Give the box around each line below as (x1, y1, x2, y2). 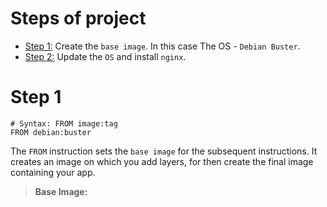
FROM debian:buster (10, 127, 92, 137)
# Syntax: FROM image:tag (10, 118, 118, 129)
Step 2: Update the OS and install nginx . (24, 50, 187, 62)
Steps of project (10, 7, 147, 30)
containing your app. (10, 166, 96, 178)
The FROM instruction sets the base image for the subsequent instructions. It (10, 145, 318, 157)
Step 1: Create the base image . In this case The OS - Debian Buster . (24, 40, 301, 52)
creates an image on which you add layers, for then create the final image (10, 155, 314, 167)
